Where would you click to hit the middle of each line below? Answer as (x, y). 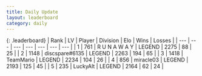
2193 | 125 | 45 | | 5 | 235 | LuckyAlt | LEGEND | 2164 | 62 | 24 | (85, 66)
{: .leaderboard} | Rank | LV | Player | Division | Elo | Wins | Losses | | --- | (98, 41)
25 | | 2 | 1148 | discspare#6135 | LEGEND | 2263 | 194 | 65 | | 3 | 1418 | (95, 54)
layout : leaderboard (32, 18)
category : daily (27, 23)
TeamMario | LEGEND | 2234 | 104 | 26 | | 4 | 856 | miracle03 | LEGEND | (97, 60)
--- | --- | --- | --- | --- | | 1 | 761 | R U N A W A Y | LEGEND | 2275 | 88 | (103, 47)
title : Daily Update (32, 12)
